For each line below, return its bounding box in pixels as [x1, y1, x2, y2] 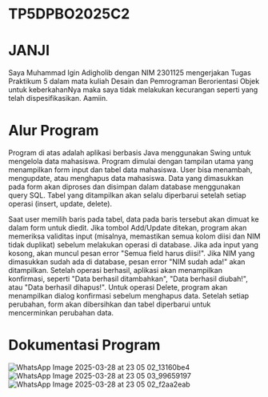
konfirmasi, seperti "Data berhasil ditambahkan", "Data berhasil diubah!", [8, 274, 248, 284]
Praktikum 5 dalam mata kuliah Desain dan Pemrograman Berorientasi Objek [8, 77, 260, 86]
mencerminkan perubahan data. [8, 308, 114, 318]
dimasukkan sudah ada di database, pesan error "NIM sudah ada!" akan [8, 257, 246, 267]
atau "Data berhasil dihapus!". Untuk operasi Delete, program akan [8, 283, 228, 292]
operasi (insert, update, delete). [8, 199, 113, 209]
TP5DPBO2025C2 [8, 5, 130, 23]
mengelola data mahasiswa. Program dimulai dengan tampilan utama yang [8, 157, 254, 166]
